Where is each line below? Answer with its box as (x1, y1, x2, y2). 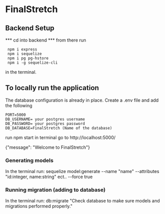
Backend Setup (5, 24, 55, 32)
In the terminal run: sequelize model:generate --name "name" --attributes (5, 168, 159, 175)
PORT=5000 (5, 112, 26, 117)
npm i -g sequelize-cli (7, 60, 58, 65)
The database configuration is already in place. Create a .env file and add (5, 97, 159, 103)
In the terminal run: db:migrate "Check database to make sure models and (5, 198, 160, 204)
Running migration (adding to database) (5, 186, 106, 193)
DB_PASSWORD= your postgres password (5, 121, 85, 126)
